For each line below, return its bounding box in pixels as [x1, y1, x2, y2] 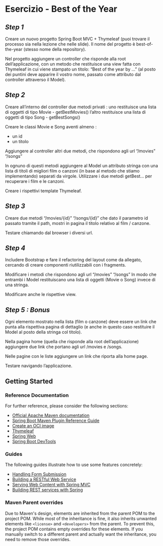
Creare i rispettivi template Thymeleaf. [5, 188, 82, 194]
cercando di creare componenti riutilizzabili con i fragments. [5, 262, 126, 268]
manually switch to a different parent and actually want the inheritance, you [5, 531, 157, 537]
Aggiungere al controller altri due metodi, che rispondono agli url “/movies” [5, 148, 156, 154]
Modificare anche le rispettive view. [5, 292, 77, 298]
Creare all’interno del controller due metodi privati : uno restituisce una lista [5, 104, 157, 110]
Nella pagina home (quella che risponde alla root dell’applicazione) [5, 339, 139, 345]
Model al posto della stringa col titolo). [5, 329, 82, 335]
